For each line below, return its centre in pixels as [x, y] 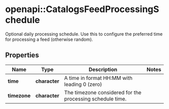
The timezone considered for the [103, 92]
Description [103, 69]
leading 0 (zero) [83, 84]
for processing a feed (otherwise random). [49, 39]
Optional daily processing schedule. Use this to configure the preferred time [84, 34]
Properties [22, 55]
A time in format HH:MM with [98, 78]
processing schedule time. [95, 98]
